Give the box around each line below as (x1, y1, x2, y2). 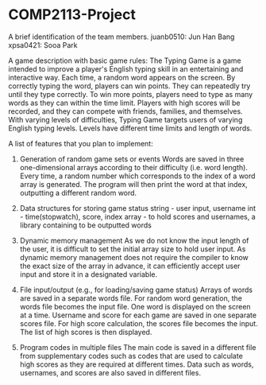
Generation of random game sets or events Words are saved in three (19, 154, 245, 164)
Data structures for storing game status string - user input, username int (19, 203, 256, 212)
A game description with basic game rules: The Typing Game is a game (8, 56, 241, 65)
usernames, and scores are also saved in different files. (19, 367, 201, 377)
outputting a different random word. (19, 188, 137, 197)
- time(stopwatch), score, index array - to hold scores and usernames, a (19, 212, 256, 221)
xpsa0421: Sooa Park (8, 40, 78, 49)
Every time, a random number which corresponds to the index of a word (19, 171, 256, 181)
